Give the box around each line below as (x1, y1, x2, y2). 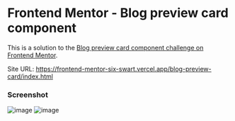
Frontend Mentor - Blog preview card (7, 5, 229, 21)
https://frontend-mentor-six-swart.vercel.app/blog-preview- (35, 64, 212, 73)
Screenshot (7, 90, 48, 100)
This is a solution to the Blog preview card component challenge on (7, 43, 204, 52)
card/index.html (7, 72, 53, 81)
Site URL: (7, 64, 35, 73)
